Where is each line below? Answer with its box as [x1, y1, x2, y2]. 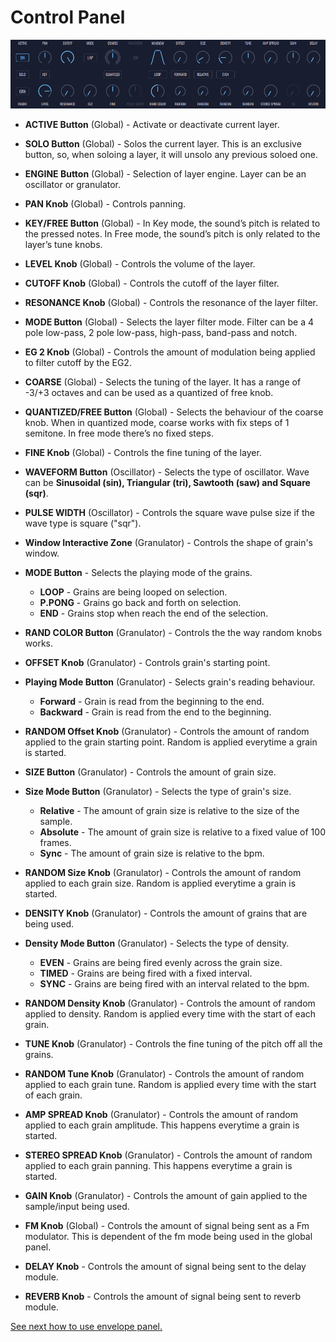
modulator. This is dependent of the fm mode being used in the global [24, 1230, 313, 1242]
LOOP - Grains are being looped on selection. [39, 586, 228, 598]
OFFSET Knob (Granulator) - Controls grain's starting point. [24, 656, 271, 668]
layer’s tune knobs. [24, 238, 103, 250]
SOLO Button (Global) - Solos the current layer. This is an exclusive [24, 137, 302, 150]
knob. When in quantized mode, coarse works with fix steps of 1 [24, 416, 290, 428]
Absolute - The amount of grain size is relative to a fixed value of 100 [39, 826, 326, 838]
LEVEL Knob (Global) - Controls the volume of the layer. [24, 257, 256, 270]
